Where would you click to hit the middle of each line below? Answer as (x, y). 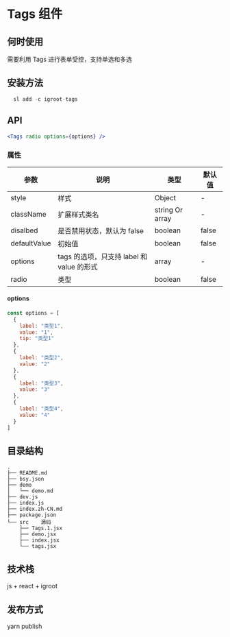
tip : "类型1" (37, 339)
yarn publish (25, 626)
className (28, 214)
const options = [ (33, 313)
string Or (169, 210)
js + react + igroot (33, 586)
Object (165, 197)
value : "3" (35, 389)
